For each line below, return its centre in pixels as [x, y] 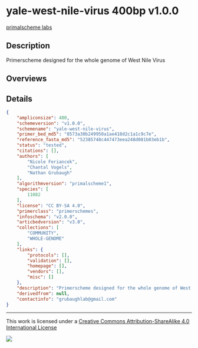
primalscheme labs [29, 27]
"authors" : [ [33, 156]
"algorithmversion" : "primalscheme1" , [64, 184]
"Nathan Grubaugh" [50, 173]
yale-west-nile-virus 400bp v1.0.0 [93, 11]
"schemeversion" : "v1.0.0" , [51, 123]
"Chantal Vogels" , [50, 167]
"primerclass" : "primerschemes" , [58, 211]
